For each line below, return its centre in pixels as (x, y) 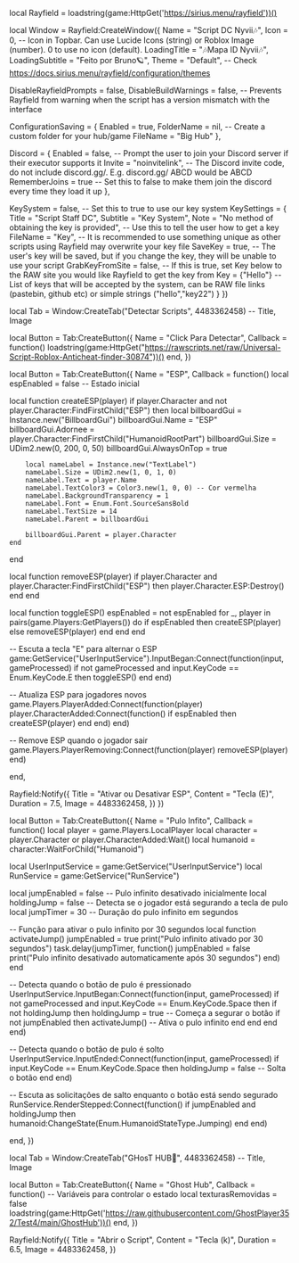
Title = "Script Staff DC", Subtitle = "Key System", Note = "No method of (141, 218)
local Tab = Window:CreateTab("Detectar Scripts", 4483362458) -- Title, (142, 311)
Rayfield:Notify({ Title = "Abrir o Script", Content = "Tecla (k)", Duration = (143, 1240)
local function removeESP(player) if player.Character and (113, 576)
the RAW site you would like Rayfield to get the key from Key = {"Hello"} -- (145, 275)
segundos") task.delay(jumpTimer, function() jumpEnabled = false (130, 948)
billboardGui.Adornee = (52, 429)
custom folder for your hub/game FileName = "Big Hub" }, (115, 136)
